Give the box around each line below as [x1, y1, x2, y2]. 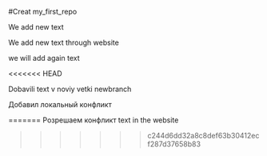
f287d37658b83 [147, 139, 201, 149]
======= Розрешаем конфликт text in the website [8, 115, 179, 125]
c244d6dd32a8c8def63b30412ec [147, 131, 260, 140]
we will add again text [8, 54, 80, 62]
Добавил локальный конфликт [8, 100, 112, 109]
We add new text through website [8, 38, 120, 47]
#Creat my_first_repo [8, 7, 78, 16]
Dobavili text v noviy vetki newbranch [8, 84, 132, 94]
